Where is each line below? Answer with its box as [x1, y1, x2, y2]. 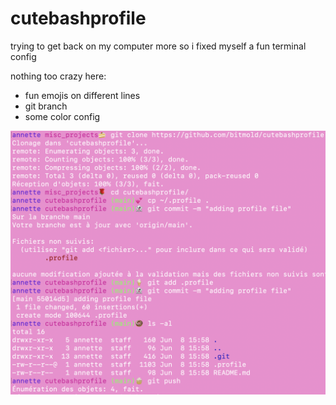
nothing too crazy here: [10, 70, 107, 82]
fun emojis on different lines [24, 89, 141, 101]
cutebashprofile [10, 7, 147, 30]
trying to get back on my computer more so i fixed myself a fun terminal [10, 40, 307, 52]
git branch [24, 100, 68, 112]
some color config [24, 110, 101, 122]
